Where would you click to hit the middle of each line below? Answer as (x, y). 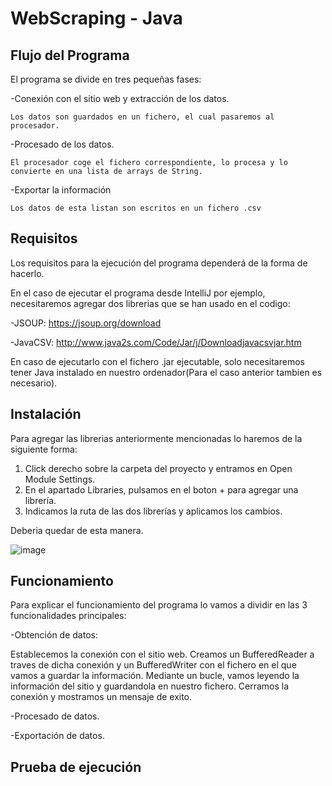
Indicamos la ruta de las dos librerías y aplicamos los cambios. (153, 511)
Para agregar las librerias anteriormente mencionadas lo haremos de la (156, 438)
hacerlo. (27, 273)
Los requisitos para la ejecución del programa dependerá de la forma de (159, 263)
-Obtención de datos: (54, 635)
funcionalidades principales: (68, 616)
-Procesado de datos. (55, 716)
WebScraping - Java (96, 18)
